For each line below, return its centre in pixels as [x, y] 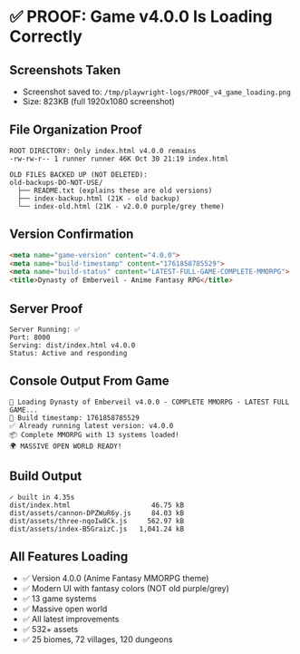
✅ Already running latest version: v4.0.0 [92, 425]
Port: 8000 [30, 337]
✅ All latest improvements [71, 620]
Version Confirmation [72, 234]
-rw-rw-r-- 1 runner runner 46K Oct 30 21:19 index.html [119, 159]
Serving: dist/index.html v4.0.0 [73, 345]
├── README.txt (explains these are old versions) [115, 190]
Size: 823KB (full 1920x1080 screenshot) [98, 101]
